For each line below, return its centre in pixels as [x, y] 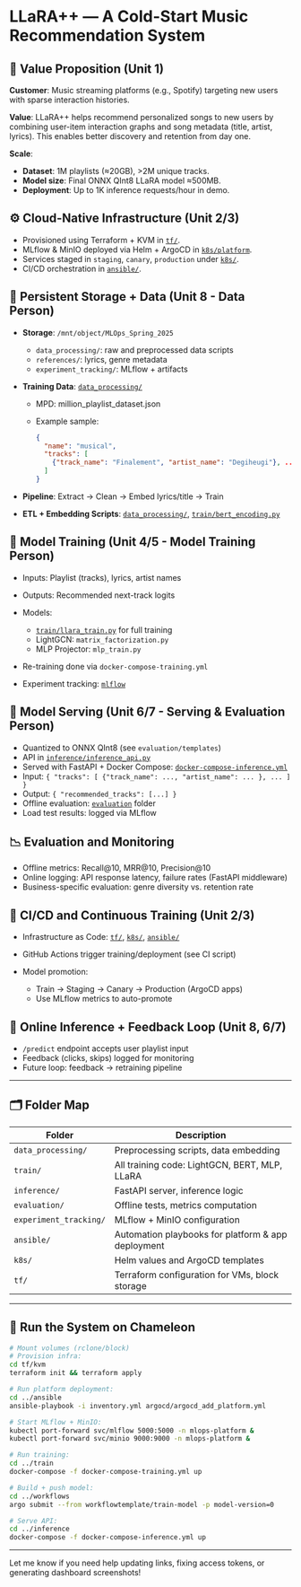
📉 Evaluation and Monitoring [92, 842]
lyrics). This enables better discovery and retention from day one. [130, 136]
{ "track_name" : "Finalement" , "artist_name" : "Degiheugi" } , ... [175, 463]
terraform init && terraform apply [76, 1373]
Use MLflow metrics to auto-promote [104, 999]
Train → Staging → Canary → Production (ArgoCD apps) [139, 989]
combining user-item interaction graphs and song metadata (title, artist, [141, 127]
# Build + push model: [52, 1487]
